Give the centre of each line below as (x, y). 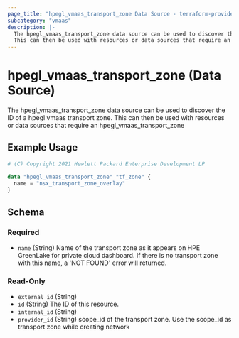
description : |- (31, 27)
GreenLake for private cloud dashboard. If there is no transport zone (118, 256)
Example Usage (43, 147)
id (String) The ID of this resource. (68, 304)
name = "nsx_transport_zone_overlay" (70, 183)
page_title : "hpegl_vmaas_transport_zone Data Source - (92, 14)
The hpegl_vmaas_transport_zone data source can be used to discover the (116, 110)
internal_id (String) (47, 312)
